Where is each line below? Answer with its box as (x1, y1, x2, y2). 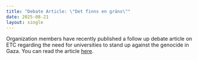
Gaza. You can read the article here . (6, 48, 94, 55)
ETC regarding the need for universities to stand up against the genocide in (6, 41, 189, 48)
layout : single (6, 19, 44, 25)
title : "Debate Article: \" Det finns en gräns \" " (6, 8, 131, 15)
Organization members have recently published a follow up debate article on (6, 36, 193, 43)
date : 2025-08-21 (6, 14, 49, 20)
